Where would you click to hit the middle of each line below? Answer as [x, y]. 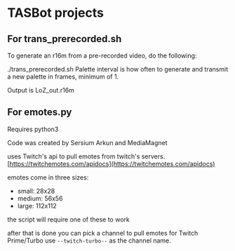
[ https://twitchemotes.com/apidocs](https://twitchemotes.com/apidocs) [111, 163]
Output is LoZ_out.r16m [41, 90]
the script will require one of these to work [68, 219]
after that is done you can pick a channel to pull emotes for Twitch [103, 233]
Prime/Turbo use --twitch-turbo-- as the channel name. [89, 240]
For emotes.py [40, 113]
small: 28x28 [36, 191]
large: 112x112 [37, 205]
